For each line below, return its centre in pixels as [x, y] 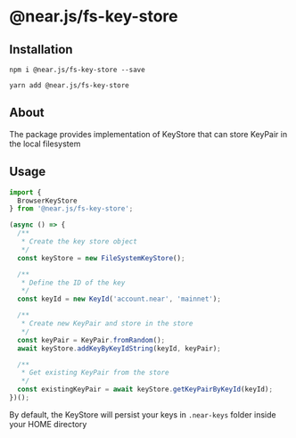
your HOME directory [48, 424]
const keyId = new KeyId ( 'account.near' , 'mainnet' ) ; [119, 299]
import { [25, 192]
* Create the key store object [79, 242]
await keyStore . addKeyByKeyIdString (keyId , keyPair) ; [119, 348]
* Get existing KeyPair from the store [95, 373]
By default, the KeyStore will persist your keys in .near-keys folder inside [143, 414]
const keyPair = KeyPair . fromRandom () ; [91, 340]
